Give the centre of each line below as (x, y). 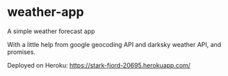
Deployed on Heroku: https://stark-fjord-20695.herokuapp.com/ (99, 65)
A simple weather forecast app (51, 31)
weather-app (46, 12)
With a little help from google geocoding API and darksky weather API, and (114, 44)
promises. (22, 52)
